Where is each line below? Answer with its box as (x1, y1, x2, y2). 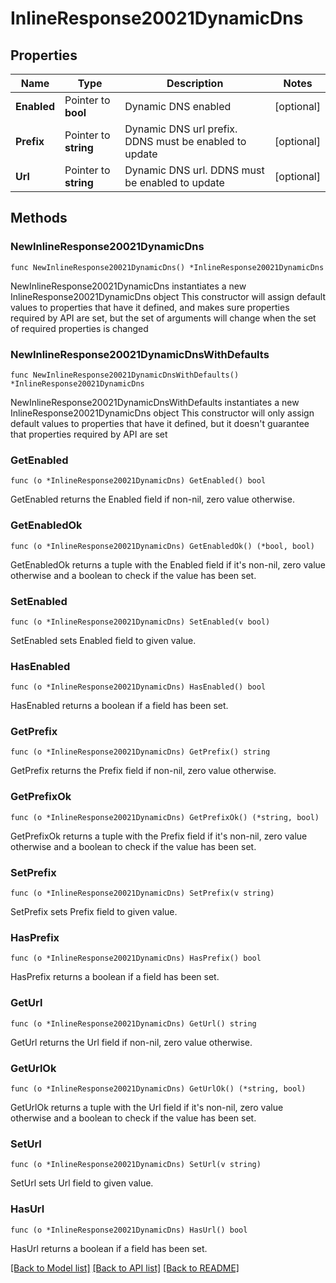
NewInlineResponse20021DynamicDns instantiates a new (10, 280, 247, 292)
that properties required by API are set (10, 428, 168, 440)
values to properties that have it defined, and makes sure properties (10, 301, 290, 313)
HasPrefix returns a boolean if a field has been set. (10, 971, 220, 983)
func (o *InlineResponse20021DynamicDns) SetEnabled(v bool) (10, 617, 271, 627)
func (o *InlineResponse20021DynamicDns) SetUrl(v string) (10, 1160, 262, 1170)
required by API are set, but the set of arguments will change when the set (10, 312, 317, 324)
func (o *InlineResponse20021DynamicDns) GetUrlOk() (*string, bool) (10, 1083, 307, 1094)
